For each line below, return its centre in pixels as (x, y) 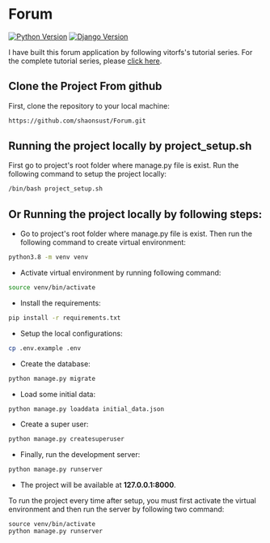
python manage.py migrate (52, 378)
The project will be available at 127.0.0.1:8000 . (98, 485)
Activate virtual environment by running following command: (120, 273)
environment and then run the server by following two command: (116, 509)
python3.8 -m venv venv (49, 257)
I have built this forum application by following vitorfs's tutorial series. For (131, 52)
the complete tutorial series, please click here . (85, 61)
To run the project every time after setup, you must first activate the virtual (132, 501)
